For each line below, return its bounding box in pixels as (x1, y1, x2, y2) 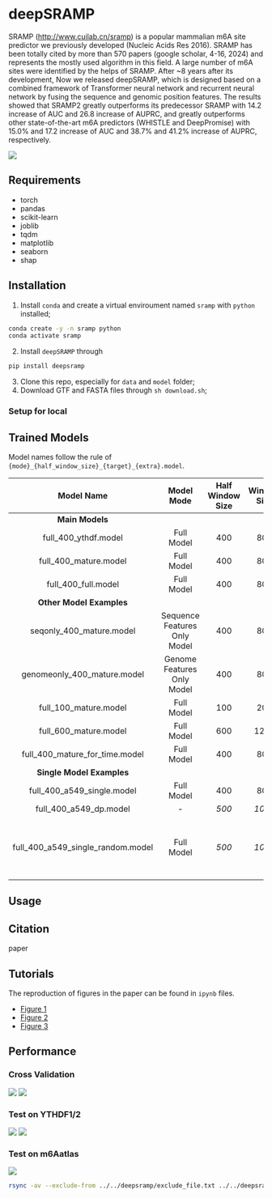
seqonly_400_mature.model (29, 625, 136, 636)
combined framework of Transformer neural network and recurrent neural (8, 83, 255, 93)
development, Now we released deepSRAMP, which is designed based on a (8, 74, 261, 84)
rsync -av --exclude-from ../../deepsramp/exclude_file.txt (8, 1182, 216, 1190)
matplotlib (19, 238, 54, 248)
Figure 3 (19, 1021, 49, 1030)
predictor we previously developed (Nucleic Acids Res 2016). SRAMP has (8, 40, 253, 49)
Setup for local (8, 406, 67, 417)
